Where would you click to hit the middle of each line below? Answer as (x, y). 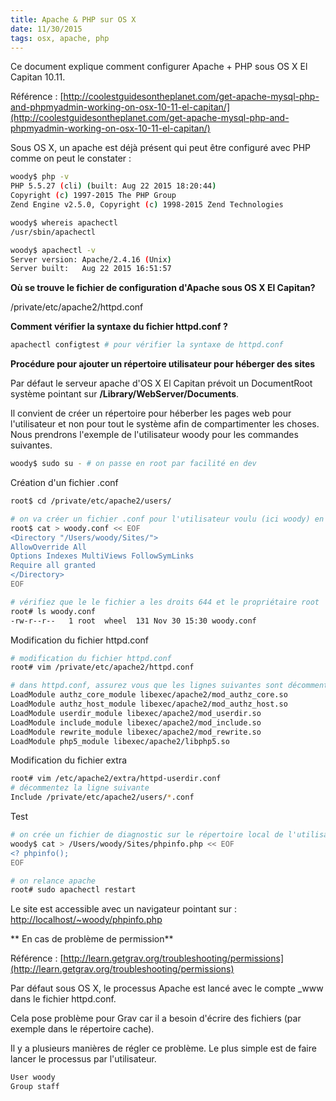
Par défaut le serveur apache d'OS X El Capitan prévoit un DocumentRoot (161, 383)
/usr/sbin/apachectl (53, 232)
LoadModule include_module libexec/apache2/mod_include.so (136, 722)
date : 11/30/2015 (46, 29)
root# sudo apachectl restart (73, 890)
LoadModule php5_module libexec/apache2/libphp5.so (120, 741)
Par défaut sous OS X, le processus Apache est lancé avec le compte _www (167, 988)
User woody (33, 1077)
